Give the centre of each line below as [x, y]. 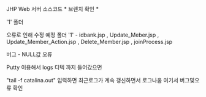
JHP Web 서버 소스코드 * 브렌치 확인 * [53, 9]
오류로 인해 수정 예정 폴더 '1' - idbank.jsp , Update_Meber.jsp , [83, 35]
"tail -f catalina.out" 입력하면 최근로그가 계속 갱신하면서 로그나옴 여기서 [93, 80]
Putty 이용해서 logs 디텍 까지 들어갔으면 [54, 67]
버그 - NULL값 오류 [29, 54]
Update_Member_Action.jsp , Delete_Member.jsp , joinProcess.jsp [90, 42]
